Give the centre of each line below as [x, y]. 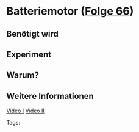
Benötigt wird [33, 34]
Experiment [29, 54]
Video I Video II [25, 111]
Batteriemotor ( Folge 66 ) [70, 11]
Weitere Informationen [50, 96]
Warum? [23, 75]
